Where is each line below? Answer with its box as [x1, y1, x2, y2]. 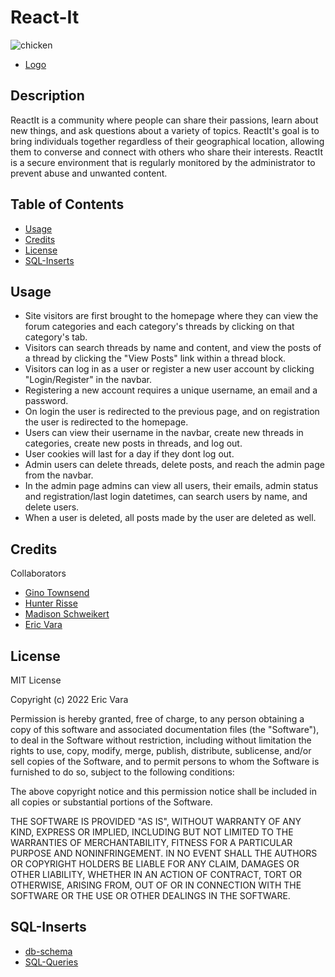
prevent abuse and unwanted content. [10, 167, 168, 179]
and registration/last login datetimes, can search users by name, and [24, 491, 308, 503]
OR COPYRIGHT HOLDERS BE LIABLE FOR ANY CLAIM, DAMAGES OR [10, 858, 300, 870]
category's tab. [24, 331, 88, 343]
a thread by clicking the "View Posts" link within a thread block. [24, 352, 287, 365]
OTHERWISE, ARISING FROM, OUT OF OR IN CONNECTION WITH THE [10, 879, 302, 891]
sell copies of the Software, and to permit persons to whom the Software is [10, 756, 320, 767]
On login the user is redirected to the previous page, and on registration [24, 406, 320, 418]
